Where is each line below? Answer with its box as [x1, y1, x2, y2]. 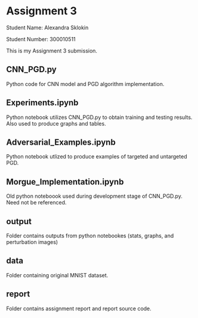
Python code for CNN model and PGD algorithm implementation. [6, 80, 165, 87]
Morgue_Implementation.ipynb [6, 176, 124, 186]
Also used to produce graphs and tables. [6, 120, 106, 127]
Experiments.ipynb [6, 97, 79, 108]
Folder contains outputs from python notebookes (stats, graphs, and [6, 232, 174, 239]
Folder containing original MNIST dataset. [6, 271, 109, 279]
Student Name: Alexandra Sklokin [6, 24, 89, 31]
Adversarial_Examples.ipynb [6, 137, 116, 147]
